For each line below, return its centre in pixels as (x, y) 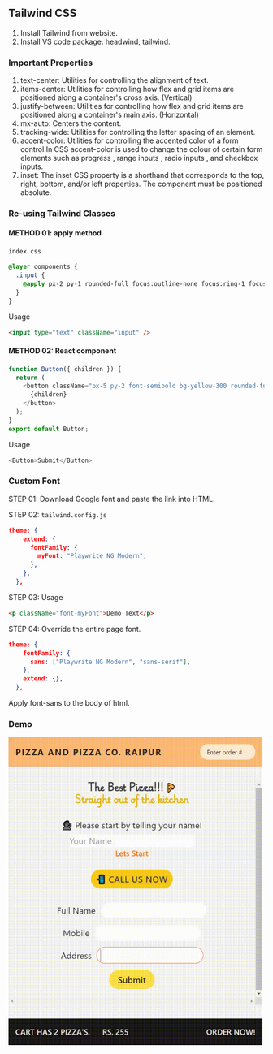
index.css (25, 252)
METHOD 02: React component (63, 351)
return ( (30, 378)
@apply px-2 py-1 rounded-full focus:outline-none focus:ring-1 (134, 283)
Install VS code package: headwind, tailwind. (95, 41)
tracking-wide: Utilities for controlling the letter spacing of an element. (138, 132)
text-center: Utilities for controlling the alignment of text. (114, 80)
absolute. (36, 192)
